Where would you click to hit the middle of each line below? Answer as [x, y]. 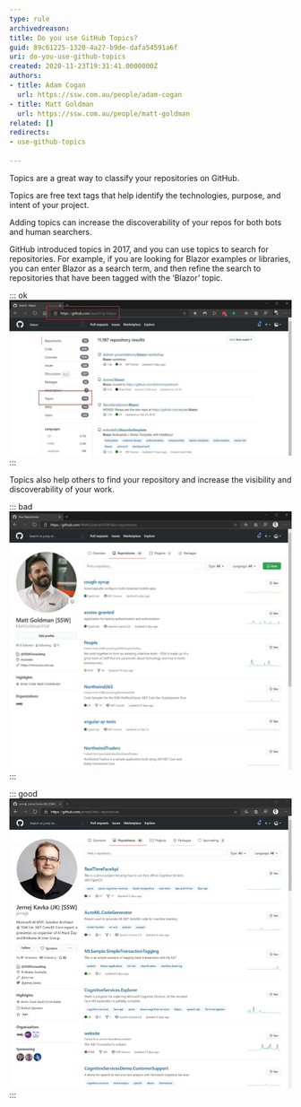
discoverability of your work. [62, 489]
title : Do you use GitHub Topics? [74, 38]
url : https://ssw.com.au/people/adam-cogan [99, 94]
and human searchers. [51, 231]
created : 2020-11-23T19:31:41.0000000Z [84, 66]
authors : [26, 76]
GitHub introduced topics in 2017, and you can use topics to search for [139, 249]
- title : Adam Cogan [48, 85]
